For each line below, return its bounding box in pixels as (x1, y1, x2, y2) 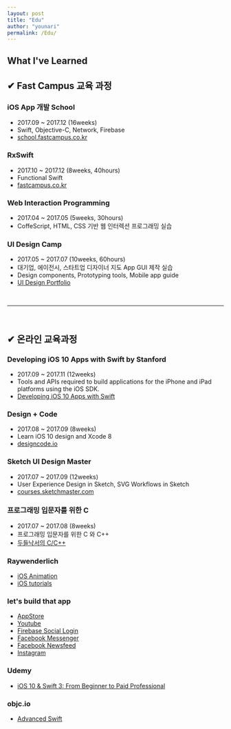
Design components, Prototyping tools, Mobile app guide (16, 271, 179, 279)
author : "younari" (7, 23, 60, 30)
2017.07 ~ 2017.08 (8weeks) (16, 521, 96, 530)
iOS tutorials (16, 579, 52, 588)
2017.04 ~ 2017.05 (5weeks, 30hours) (16, 213, 124, 221)
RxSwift (7, 150, 34, 160)
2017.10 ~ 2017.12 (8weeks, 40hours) (16, 166, 120, 174)
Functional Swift (16, 173, 63, 181)
